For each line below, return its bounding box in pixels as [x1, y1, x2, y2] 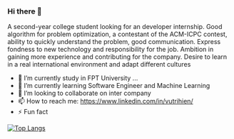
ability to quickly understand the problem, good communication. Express [7, 38, 221, 46]
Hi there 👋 [7, 6, 43, 16]
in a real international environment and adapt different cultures [7, 60, 191, 69]
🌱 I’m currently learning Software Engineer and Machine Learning [17, 82, 210, 90]
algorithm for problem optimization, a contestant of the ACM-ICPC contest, [7, 30, 228, 38]
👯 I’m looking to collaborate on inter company [17, 89, 151, 98]
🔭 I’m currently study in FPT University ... [17, 74, 138, 82]
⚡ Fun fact [17, 108, 49, 116]
